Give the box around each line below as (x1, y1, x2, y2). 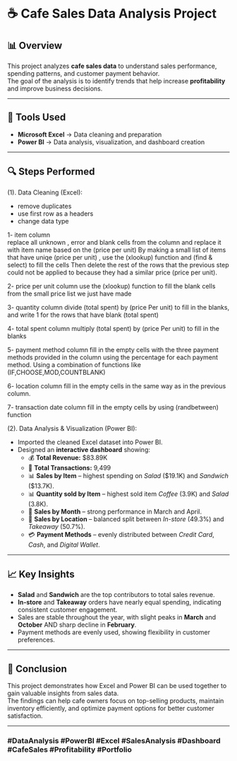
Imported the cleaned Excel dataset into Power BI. (17, 438, 164, 446)
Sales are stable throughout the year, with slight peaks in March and (17, 613, 217, 622)
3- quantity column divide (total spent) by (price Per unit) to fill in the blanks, (7, 303, 230, 311)
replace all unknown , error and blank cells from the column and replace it (7, 238, 221, 246)
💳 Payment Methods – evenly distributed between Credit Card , (28, 530, 215, 538)
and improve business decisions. (7, 84, 103, 93)
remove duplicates (17, 202, 72, 210)
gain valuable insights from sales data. (7, 689, 119, 697)
